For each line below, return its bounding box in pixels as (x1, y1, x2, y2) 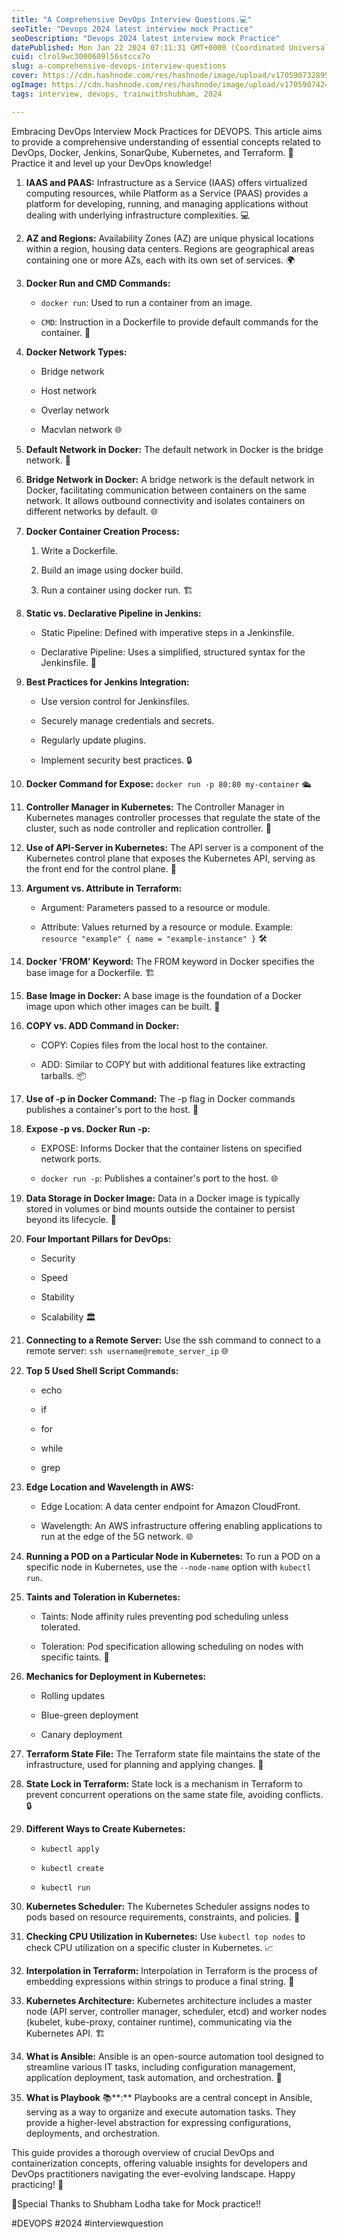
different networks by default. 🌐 (25, 505, 158, 517)
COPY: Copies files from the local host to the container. (40, 1039, 269, 1051)
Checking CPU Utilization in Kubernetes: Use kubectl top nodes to (25, 1930, 306, 1942)
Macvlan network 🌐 (40, 423, 123, 435)
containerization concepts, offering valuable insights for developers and (11, 2157, 308, 2169)
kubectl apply (40, 1844, 100, 1854)
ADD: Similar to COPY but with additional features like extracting (40, 1058, 306, 1070)
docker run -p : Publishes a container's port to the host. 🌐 (40, 1172, 279, 1184)
